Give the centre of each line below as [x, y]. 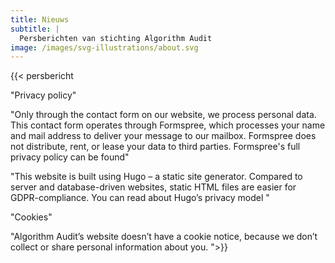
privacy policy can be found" [70, 157]
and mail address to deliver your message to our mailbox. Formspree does [163, 136]
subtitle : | [35, 29]
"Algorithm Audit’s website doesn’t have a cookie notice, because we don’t [164, 237]
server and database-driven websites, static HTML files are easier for [153, 187]
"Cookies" [31, 217]
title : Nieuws [40, 19]
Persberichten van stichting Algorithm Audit [116, 38]
